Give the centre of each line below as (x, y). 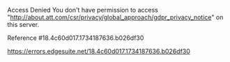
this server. (23, 24)
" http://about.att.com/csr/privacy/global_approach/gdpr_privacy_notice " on (115, 17)
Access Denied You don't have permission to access (83, 10)
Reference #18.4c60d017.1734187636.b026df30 (76, 38)
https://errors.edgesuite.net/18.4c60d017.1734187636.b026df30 (99, 51)
